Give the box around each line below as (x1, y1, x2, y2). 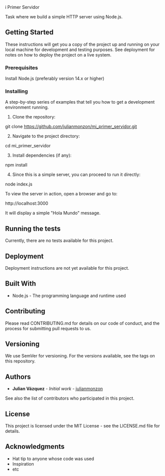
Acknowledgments (5, 442, 65, 451)
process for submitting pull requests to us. (5, 325, 91, 331)
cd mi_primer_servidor (5, 143, 51, 149)
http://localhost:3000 (5, 200, 48, 206)
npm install (5, 162, 28, 168)
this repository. (5, 358, 36, 364)
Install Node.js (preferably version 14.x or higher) (5, 75, 105, 81)
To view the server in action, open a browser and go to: (5, 191, 118, 197)
